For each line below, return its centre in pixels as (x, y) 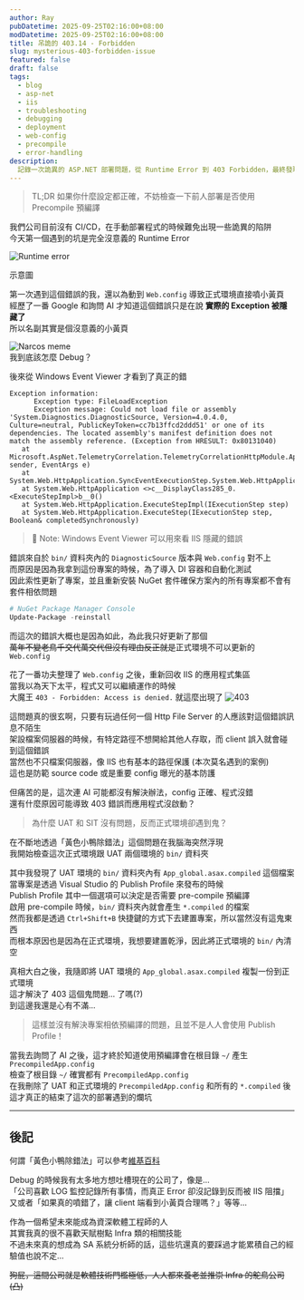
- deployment (42, 128)
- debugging (40, 119)
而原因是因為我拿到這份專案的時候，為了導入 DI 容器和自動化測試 (130, 569)
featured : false (40, 60)
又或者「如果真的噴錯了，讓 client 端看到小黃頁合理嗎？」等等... (128, 1202)
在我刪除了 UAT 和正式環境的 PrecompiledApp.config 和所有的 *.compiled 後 (150, 1086)
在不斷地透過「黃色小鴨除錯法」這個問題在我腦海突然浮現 (116, 842)
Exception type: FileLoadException (100, 402)
